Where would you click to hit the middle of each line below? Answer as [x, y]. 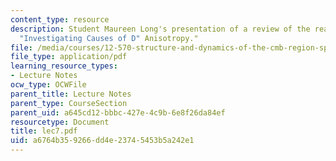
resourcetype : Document [60, 122]
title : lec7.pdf [44, 131]
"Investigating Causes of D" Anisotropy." [109, 38]
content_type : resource [60, 19]
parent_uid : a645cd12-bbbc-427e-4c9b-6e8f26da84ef [118, 112]
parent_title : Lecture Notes [71, 94]
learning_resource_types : [64, 66]
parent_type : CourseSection [69, 103]
